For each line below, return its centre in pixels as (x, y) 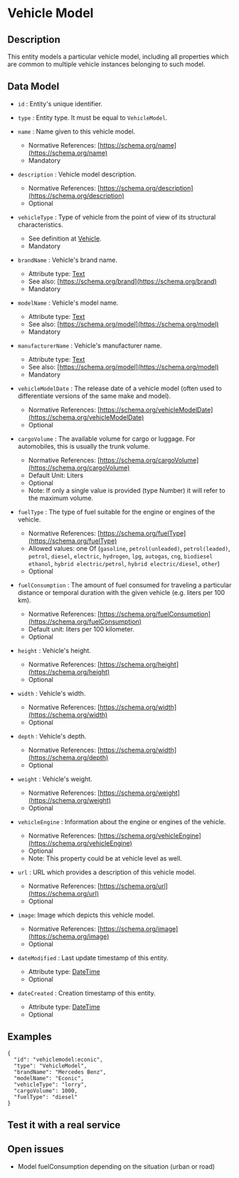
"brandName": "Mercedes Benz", (60, 1072)
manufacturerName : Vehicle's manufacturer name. (90, 345)
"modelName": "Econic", (49, 1078)
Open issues (36, 1149)
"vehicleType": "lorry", (51, 1085)
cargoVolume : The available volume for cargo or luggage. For (106, 438)
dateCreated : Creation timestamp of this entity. (87, 992)
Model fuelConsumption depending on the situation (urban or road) (116, 1166)
